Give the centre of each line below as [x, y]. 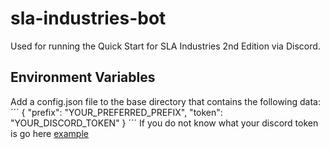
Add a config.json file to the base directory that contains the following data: [165, 101]
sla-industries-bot [88, 18]
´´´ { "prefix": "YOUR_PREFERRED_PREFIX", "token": [116, 112]
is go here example [49, 133]
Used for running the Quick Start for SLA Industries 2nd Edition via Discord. [165, 46]
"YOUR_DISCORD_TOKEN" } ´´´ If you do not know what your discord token [164, 123]
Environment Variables [83, 77]
